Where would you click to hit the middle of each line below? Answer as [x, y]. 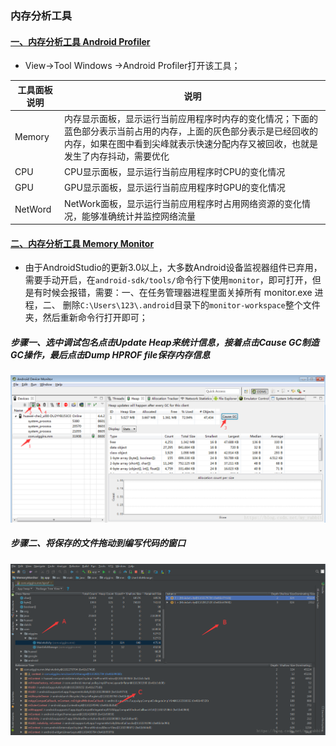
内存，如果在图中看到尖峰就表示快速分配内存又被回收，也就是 [191, 143]
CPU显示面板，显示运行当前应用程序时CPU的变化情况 [175, 172]
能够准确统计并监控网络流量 [139, 216]
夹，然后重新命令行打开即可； [86, 318]
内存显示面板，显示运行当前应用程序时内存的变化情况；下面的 [191, 118]
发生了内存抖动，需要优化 [117, 156]
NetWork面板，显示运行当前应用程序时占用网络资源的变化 [183, 203]
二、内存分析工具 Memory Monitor [82, 243]
